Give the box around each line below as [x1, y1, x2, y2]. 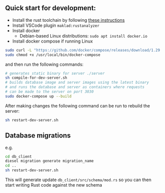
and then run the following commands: [5, 61, 84, 67]
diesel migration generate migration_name [5, 158, 94, 164]
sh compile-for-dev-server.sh [5, 75, 68, 81]
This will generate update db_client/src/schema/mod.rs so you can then [5, 177, 152, 183]
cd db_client [5, 154, 32, 159]
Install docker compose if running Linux [12, 38, 93, 44]
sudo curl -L [5, 48, 32, 52]
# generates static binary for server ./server [5, 71, 105, 76]
